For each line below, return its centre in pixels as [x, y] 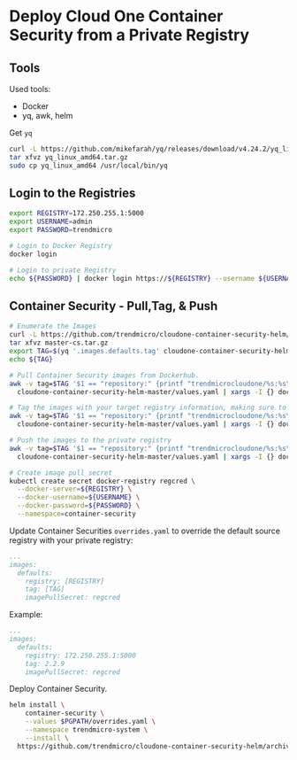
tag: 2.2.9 [45, 663]
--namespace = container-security [77, 514]
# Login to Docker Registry [61, 246]
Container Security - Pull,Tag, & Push [114, 306]
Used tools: [30, 89]
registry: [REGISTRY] [65, 581]
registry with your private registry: [71, 540]
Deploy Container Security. [58, 689]
